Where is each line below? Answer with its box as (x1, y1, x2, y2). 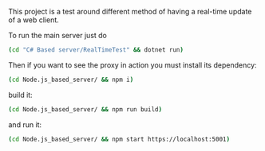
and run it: (8, 119, 42, 130)
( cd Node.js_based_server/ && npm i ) (8, 75, 134, 83)
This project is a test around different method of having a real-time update (8, 7, 252, 16)
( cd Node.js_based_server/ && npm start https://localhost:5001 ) (8, 135, 230, 143)
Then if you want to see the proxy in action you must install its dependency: (8, 60, 257, 70)
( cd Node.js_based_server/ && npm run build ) (8, 105, 162, 114)
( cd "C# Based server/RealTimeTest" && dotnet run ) (8, 46, 184, 54)
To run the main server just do (8, 31, 108, 40)
